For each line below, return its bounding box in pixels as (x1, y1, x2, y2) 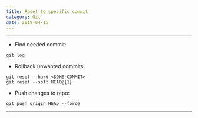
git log (6, 52, 25, 59)
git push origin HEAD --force (6, 101, 81, 107)
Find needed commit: (14, 41, 67, 48)
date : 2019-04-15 (6, 19, 49, 25)
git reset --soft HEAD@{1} (6, 79, 72, 85)
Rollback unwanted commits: (14, 63, 85, 70)
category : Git (6, 14, 41, 20)
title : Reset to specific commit (6, 8, 88, 15)
